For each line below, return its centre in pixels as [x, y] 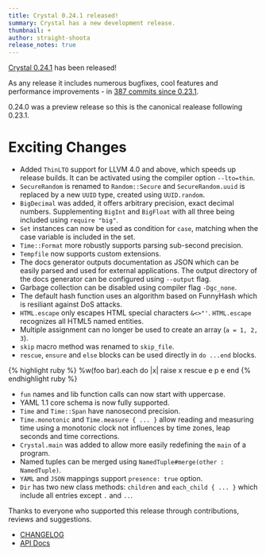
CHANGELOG [42, 535]
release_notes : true [42, 45]
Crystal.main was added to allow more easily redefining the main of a [133, 445]
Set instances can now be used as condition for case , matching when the [139, 229]
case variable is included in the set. [77, 237]
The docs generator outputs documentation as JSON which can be [129, 262]
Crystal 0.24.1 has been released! [63, 67]
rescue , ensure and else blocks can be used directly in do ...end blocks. [138, 355]
